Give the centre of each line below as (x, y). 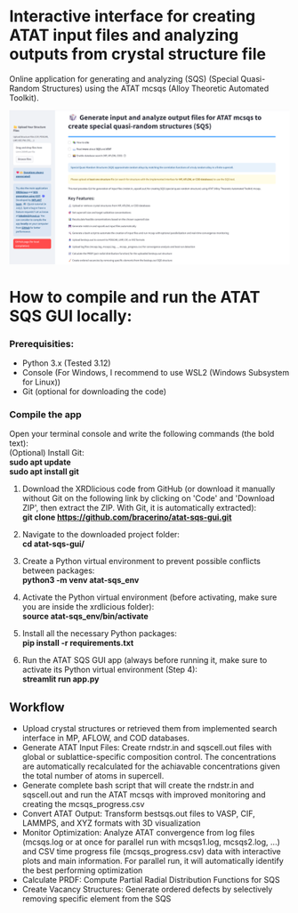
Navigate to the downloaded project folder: (101, 535)
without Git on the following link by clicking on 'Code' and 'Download (149, 498)
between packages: (58, 570)
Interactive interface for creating (133, 16)
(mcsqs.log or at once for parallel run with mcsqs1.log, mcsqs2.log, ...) (151, 842)
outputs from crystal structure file (138, 54)
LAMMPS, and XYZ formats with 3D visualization (111, 823)
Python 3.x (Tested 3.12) (66, 363)
